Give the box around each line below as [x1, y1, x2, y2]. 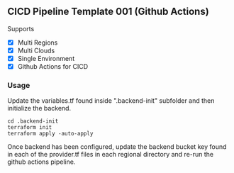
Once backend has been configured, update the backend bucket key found [7, 143, 227, 151]
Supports [7, 24, 35, 33]
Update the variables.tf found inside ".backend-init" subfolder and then [7, 96, 215, 105]
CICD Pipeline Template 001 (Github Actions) [7, 6, 209, 18]
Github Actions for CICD [17, 62, 89, 70]
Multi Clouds [17, 46, 55, 55]
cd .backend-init [7, 118, 59, 125]
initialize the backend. [7, 104, 72, 113]
